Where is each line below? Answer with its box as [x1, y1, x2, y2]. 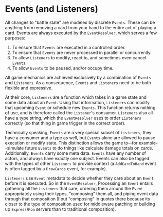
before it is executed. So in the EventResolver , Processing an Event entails [5, 180, 153, 186]
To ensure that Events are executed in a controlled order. [12, 44, 126, 50]
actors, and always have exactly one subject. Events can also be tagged [5, 155, 149, 161]
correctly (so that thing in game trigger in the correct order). [5, 120, 126, 126]
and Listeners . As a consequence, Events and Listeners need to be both [5, 79, 151, 86]
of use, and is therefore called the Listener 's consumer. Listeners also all [5, 109, 153, 115]
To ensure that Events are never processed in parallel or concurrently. [12, 50, 152, 55]
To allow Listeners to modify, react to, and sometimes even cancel [12, 54, 146, 60]
